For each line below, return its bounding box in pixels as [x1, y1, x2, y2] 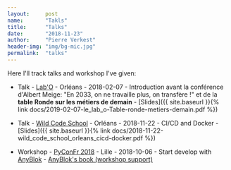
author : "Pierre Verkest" [7, 37, 96, 44]
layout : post [7, 10, 58, 18]
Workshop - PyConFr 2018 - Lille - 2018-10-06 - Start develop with [17, 147, 212, 156]
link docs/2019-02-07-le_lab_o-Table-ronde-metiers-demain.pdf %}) [17, 105, 218, 114]
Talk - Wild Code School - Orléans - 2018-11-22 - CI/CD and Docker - [17, 119, 219, 127]
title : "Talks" [7, 23, 68, 30]
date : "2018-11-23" [7, 30, 83, 37]
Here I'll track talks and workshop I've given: [7, 68, 137, 78]
